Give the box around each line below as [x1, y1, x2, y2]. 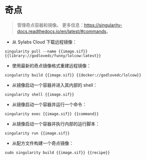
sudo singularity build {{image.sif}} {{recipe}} [4, 150, 110, 155]
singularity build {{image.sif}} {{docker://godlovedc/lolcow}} [4, 72, 141, 77]
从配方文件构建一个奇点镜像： [11, 140, 73, 146]
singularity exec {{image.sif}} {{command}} [4, 111, 99, 116]
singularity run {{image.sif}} [4, 130, 70, 135]
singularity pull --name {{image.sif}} [4, 48, 88, 54]
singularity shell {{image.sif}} [4, 92, 74, 97]
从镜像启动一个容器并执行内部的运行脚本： [11, 120, 100, 126]
